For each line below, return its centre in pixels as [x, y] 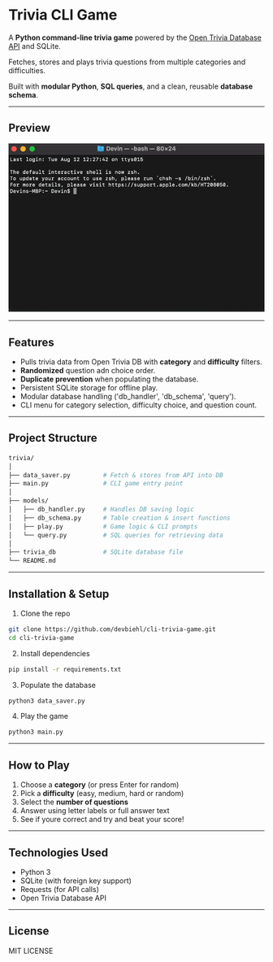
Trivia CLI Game [63, 15]
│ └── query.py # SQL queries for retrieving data [116, 535]
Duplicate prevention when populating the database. [109, 379]
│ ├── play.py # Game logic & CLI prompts [103, 526]
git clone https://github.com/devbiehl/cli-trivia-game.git [113, 629]
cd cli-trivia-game [41, 638]
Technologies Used [58, 853]
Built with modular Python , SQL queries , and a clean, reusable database [131, 86]
